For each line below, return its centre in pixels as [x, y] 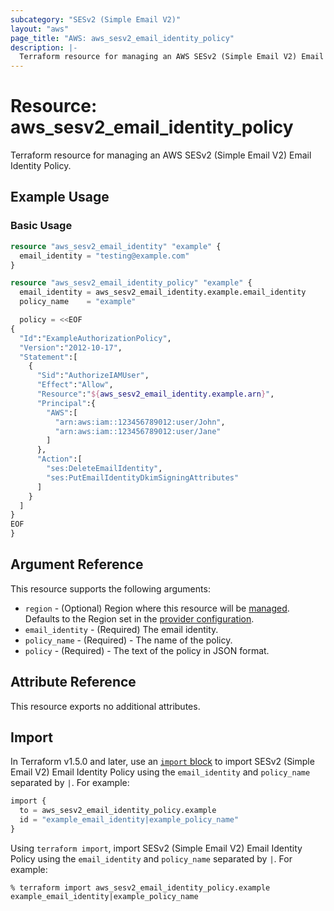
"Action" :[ [59, 459]
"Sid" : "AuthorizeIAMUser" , [93, 376]
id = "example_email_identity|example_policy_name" [129, 820]
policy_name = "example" [78, 302]
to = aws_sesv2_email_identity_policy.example [118, 811]
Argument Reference [77, 564]
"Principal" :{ [66, 403]
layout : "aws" [40, 29]
